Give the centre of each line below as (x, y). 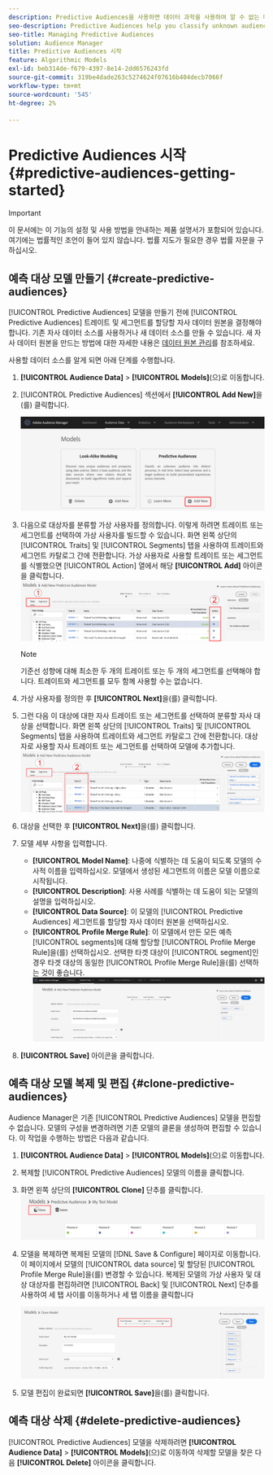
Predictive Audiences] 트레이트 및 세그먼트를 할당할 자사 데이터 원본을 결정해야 (135, 322)
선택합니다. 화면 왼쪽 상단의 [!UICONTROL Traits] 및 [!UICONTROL (143, 725)
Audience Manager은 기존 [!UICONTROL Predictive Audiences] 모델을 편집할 (135, 1117)
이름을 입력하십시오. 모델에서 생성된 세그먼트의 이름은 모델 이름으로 (154, 871)
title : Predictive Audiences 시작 (65, 52)
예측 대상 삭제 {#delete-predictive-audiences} (125, 1421)
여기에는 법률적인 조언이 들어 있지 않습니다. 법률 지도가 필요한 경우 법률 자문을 (132, 240)
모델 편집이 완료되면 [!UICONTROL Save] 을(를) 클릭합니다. (115, 1393)
